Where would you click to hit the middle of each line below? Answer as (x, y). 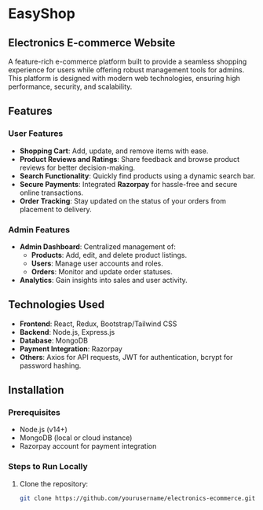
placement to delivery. (55, 209)
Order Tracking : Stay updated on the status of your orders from (122, 200)
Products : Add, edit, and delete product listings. (109, 255)
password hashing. (50, 365)
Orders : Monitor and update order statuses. (102, 271)
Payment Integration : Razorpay (71, 349)
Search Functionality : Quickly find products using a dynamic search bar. (137, 176)
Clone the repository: (54, 483)
